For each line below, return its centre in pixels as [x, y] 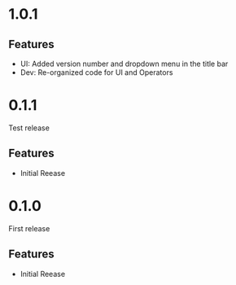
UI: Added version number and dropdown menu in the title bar [124, 64]
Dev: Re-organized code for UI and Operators [96, 72]
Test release [29, 128]
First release [29, 228]
